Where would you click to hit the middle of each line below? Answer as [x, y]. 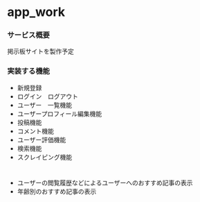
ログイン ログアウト [47, 96]
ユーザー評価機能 [42, 140]
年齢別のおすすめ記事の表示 [57, 191]
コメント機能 [35, 131]
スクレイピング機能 [45, 157]
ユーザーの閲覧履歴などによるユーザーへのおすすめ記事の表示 [105, 183]
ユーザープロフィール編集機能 [60, 113]
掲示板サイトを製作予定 [40, 51]
